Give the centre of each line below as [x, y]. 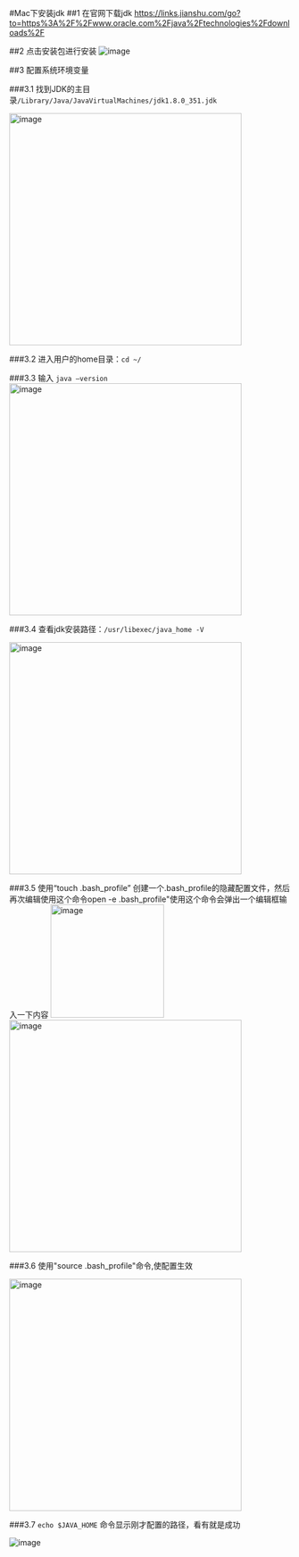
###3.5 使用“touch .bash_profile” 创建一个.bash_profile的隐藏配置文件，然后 [149, 888]
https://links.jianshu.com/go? [187, 13]
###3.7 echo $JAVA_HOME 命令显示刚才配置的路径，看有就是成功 [125, 1524]
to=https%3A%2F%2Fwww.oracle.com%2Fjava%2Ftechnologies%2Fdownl [149, 23]
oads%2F [27, 33]
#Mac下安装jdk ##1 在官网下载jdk [71, 13]
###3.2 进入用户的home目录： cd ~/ [75, 359]
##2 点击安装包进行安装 [53, 51]
